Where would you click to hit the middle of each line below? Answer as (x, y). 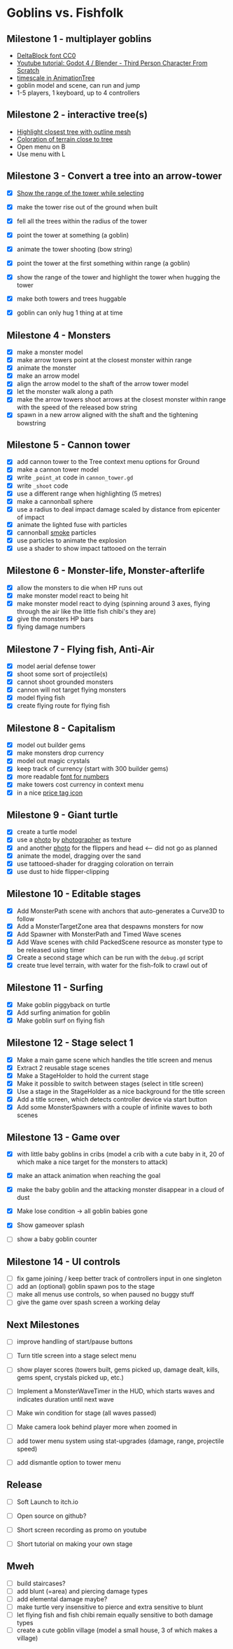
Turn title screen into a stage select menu (77, 1356)
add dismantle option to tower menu (69, 1462)
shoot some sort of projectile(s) (62, 674)
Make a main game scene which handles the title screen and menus (114, 1060)
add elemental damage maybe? (62, 1599)
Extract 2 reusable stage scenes (63, 1067)
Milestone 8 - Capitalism (61, 728)
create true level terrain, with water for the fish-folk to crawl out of (112, 965)
